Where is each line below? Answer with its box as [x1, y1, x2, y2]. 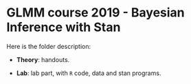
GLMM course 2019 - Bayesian [6, 5, 185, 21]
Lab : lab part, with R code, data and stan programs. [16, 69, 161, 77]
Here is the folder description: [6, 42, 91, 50]
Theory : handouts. [16, 55, 70, 63]
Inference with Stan [6, 19, 121, 35]
